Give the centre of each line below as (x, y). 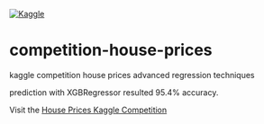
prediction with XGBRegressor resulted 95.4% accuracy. (114, 92)
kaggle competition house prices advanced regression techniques (132, 75)
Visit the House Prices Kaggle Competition (88, 110)
